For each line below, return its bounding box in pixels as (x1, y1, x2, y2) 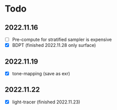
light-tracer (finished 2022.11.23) (12, 99, 81, 105)
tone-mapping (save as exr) (12, 70, 70, 76)
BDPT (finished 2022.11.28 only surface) (12, 42, 96, 48)
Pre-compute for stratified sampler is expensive (12, 36, 112, 42)
